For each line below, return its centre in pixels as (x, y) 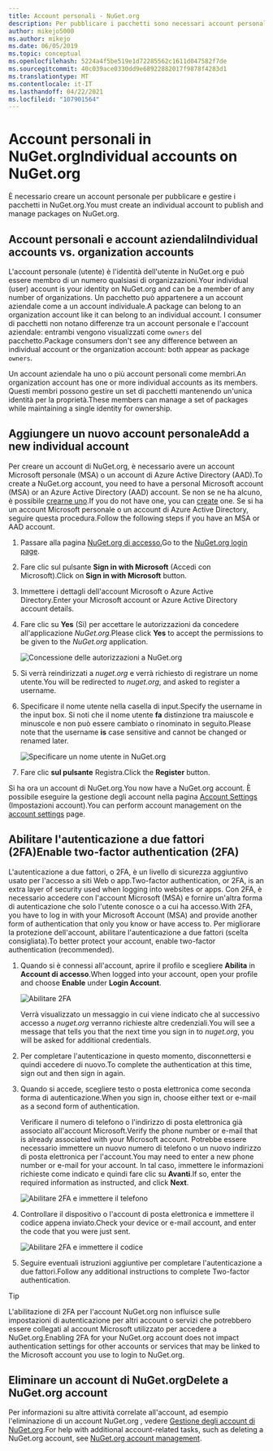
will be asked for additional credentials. (86, 1040)
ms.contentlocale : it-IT (50, 84)
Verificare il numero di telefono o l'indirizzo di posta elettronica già (131, 1122)
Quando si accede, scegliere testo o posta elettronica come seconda (135, 1089)
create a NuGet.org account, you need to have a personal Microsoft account (136, 483)
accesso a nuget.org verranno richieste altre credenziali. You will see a (138, 1022)
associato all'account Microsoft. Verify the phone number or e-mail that (139, 1131)
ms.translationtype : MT (49, 76)
